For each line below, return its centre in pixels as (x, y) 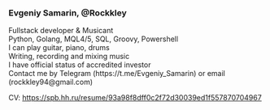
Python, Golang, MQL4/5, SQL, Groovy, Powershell (94, 39)
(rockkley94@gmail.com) (51, 82)
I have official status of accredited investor (80, 65)
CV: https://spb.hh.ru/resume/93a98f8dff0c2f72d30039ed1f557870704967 (135, 98)
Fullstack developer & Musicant (61, 31)
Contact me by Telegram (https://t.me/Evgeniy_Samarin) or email (117, 74)
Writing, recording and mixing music (69, 57)
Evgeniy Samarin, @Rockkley (68, 13)
